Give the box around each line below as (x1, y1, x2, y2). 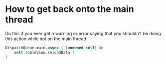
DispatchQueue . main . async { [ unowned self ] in (5, 45, 104, 50)
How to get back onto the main (5, 3, 134, 15)
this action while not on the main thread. (5, 36, 88, 42)
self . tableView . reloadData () (14, 50, 75, 55)
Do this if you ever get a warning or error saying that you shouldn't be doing (5, 30, 161, 36)
